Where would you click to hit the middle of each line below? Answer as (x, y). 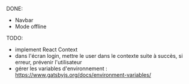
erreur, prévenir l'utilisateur (48, 62)
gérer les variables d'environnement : (61, 69)
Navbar (24, 20)
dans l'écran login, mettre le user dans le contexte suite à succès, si (99, 56)
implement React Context (46, 49)
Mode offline (31, 27)
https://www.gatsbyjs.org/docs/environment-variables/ (83, 75)
